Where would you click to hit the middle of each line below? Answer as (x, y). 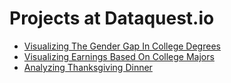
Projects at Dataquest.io (112, 18)
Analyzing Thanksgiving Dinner (88, 67)
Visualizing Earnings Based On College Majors (119, 56)
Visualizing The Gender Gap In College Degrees (122, 46)
